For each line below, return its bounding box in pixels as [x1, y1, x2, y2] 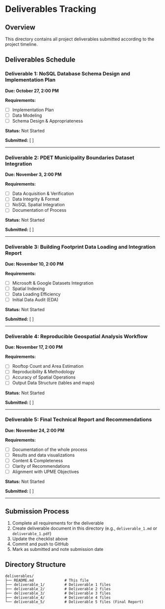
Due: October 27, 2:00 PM [5, 88, 59, 94]
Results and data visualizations [12, 452, 75, 458]
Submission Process [5, 507, 69, 515]
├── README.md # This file [5, 577, 89, 583]
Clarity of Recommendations [12, 463, 70, 469]
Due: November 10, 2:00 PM [5, 261, 64, 267]
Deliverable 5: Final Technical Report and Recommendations [5, 416, 152, 423]
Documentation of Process [12, 207, 67, 213]
